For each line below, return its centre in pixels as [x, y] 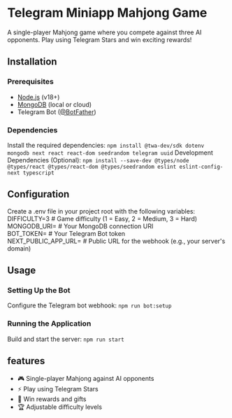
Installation [32, 62]
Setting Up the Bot [39, 291]
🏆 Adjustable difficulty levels [60, 407]
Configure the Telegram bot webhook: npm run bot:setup [89, 305]
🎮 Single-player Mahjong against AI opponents [86, 378]
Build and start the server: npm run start [66, 339]
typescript [38, 173]
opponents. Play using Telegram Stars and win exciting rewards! [100, 39]
